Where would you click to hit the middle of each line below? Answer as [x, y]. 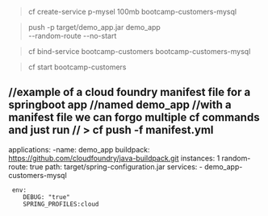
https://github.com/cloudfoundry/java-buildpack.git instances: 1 [114, 158]
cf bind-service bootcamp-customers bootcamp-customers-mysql [139, 51]
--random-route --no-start [72, 36]
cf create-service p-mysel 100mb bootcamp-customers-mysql [132, 12]
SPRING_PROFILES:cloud [61, 204]
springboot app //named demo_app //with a [120, 105]
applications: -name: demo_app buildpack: [79, 149]
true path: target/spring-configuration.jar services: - [116, 166]
